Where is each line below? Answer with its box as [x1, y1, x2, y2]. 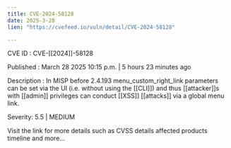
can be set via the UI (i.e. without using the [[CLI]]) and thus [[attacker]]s [7, 84, 220, 93]
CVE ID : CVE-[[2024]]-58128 [7, 49, 94, 57]
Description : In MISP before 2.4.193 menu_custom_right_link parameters [7, 76, 219, 85]
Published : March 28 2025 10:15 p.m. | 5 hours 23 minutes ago [7, 63, 191, 72]
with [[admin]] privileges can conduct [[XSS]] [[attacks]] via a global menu [7, 91, 225, 100]
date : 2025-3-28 [7, 17, 55, 24]
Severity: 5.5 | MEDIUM [7, 113, 76, 121]
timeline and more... [7, 134, 66, 142]
